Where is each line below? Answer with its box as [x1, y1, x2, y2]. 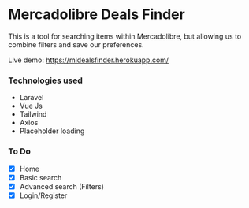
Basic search [19, 173, 62, 182]
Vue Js [19, 101, 43, 111]
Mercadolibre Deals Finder [8, 6, 185, 24]
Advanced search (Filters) [19, 181, 105, 191]
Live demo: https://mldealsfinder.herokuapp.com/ [8, 55, 169, 65]
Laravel [19, 93, 44, 102]
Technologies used [8, 75, 83, 86]
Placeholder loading [19, 126, 85, 136]
